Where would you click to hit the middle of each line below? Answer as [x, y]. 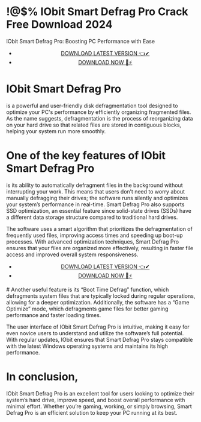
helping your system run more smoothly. [56, 131]
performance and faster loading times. [54, 315]
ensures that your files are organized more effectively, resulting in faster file [100, 248]
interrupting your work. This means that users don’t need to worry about [95, 191]
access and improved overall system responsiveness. [72, 254]
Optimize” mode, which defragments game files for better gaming [87, 309]
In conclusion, [42, 377]
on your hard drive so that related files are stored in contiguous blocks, [94, 125]
